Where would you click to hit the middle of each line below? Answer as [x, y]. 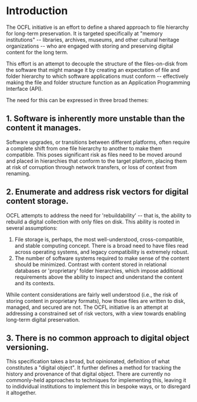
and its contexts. [35, 283]
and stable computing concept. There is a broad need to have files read [101, 245]
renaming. [18, 173]
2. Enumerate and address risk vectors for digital [97, 192]
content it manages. [44, 128]
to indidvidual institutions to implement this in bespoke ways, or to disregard [98, 387]
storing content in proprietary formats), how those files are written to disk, [96, 301]
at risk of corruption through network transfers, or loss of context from [92, 167]
